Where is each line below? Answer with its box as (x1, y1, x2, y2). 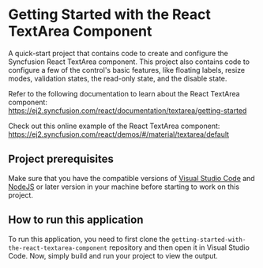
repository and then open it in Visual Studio (109, 243, 250, 252)
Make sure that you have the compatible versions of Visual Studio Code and (8, 173, 255, 183)
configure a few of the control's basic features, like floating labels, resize (8, 65, 246, 74)
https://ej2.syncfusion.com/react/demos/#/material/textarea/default (8, 129, 230, 139)
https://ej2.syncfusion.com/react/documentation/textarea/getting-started (8, 105, 247, 115)
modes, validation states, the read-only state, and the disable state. (8, 74, 227, 83)
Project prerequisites (8, 153, 115, 166)
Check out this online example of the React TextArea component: (8, 121, 220, 130)
